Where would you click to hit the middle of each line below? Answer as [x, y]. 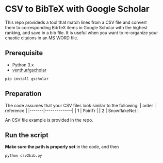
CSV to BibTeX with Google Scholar [77, 9]
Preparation [23, 94]
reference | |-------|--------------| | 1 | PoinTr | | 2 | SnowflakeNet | [72, 111]
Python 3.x [23, 65]
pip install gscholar [27, 79]
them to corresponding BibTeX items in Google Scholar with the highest [76, 27]
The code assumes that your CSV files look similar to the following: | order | [81, 105]
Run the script [27, 135]
